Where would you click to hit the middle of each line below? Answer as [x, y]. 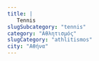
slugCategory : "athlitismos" [50, 40]
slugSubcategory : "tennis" [47, 27]
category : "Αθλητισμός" [42, 33]
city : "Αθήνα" [28, 46]
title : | [20, 14]
